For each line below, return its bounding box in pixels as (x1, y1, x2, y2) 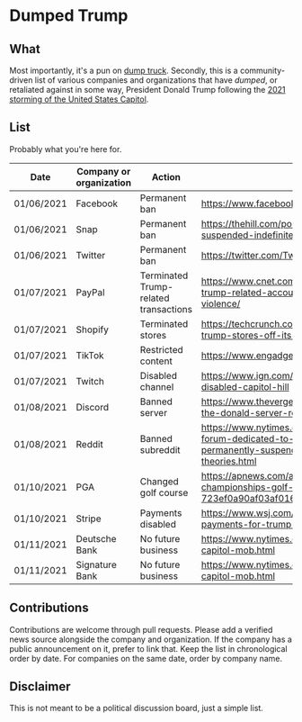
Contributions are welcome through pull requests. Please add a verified (9, 624, 273, 635)
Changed (139, 474, 180, 487)
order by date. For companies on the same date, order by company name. (9, 653, 283, 663)
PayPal (75, 285, 105, 298)
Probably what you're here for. (9, 143, 122, 154)
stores (139, 329, 167, 341)
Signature (75, 558, 117, 571)
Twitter (75, 248, 106, 261)
